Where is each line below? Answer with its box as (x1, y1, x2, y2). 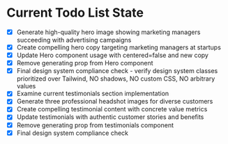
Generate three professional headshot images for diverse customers (16, 97, 213, 106)
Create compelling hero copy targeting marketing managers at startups (16, 43, 221, 51)
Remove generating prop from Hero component (16, 59, 154, 67)
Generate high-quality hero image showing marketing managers (16, 28, 201, 36)
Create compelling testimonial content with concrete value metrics (16, 105, 208, 113)
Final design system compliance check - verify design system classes (16, 67, 218, 75)
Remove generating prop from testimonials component (16, 120, 174, 129)
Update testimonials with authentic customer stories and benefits (16, 113, 204, 121)
